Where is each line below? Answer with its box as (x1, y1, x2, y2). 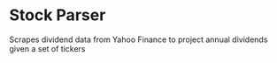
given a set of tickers (9, 43, 86, 53)
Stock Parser (9, 5, 106, 25)
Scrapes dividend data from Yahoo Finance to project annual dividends (9, 34, 268, 45)
